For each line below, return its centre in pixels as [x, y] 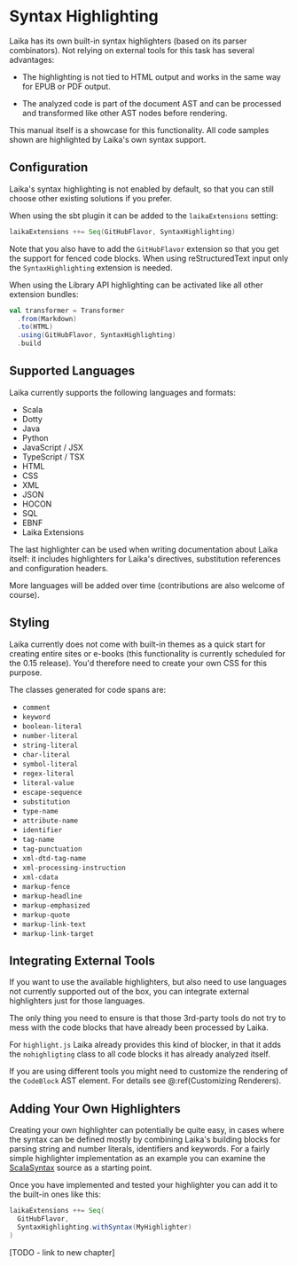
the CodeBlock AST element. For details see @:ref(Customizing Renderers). [145, 1081]
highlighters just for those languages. [77, 1001]
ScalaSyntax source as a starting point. [81, 1168]
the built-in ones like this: [55, 1194]
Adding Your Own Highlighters [95, 1109]
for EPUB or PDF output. [66, 86]
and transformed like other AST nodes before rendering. [125, 113]
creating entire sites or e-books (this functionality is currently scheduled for [148, 653]
